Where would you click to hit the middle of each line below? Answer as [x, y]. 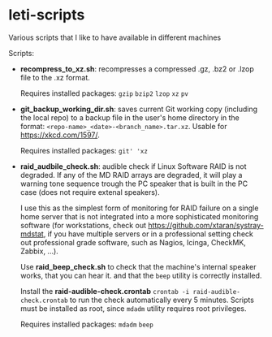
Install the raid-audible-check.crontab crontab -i [105, 291]
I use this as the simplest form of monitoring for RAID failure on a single [139, 208]
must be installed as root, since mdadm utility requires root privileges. [133, 308]
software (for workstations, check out [83, 225]
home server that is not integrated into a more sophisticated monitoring [139, 216]
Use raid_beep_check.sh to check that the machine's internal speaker [138, 266]
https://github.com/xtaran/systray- [205, 225]
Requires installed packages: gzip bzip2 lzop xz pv [104, 93]
